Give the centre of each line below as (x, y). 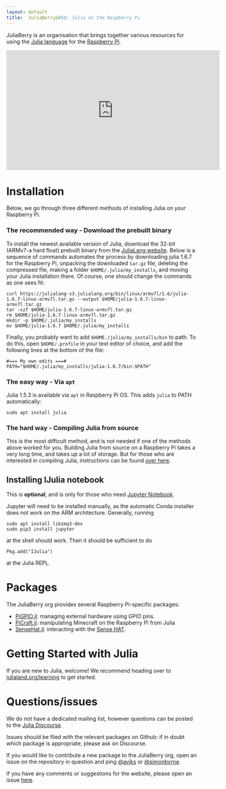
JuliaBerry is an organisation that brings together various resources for (95, 35)
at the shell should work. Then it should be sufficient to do (79, 540)
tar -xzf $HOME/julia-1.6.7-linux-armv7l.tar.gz (69, 310)
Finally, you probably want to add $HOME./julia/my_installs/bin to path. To (101, 337)
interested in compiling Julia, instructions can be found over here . (89, 461)
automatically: (24, 402)
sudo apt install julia (37, 413)
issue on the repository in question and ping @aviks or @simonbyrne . (94, 762)
